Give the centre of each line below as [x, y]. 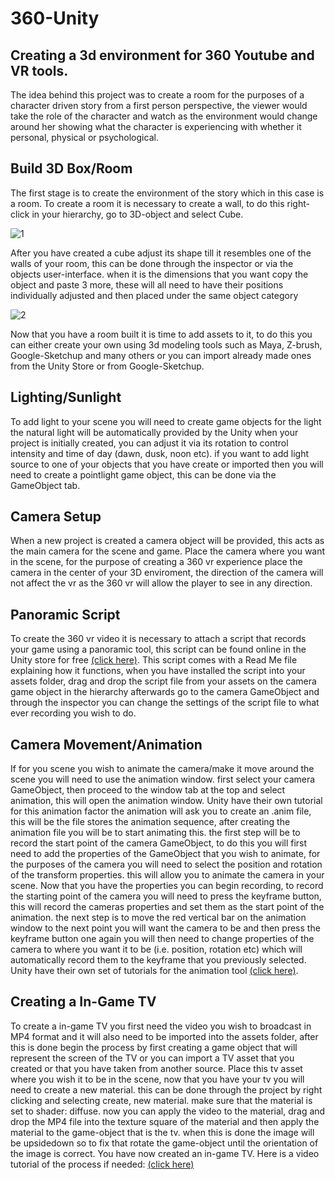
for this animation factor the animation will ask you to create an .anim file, [161, 811]
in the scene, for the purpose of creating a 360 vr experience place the [156, 562]
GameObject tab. [45, 485]
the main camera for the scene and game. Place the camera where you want [168, 551]
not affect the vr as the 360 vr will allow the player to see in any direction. [161, 583]
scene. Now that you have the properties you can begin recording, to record [167, 886]
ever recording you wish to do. [73, 713]
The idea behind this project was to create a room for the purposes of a [157, 95]
